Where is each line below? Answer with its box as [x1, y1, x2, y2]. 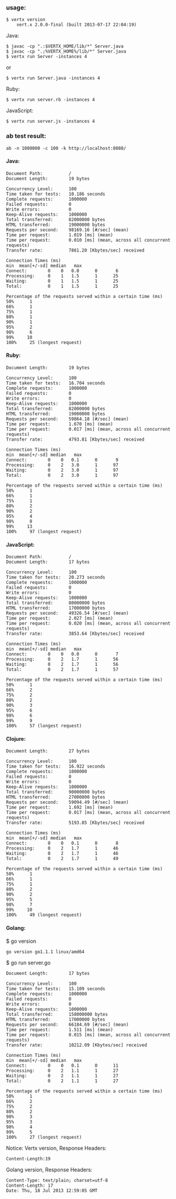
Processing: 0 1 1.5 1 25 [6, 273, 118, 279]
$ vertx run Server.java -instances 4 [6, 75, 100, 81]
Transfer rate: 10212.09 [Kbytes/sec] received [6, 1042, 147, 1048]
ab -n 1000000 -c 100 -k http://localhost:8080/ [6, 145, 126, 151]
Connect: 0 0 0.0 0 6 [6, 267, 118, 274]
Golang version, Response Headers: [6, 1166, 93, 1173]
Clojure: [6, 735, 26, 742]
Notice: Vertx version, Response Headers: [6, 1145, 107, 1152]
